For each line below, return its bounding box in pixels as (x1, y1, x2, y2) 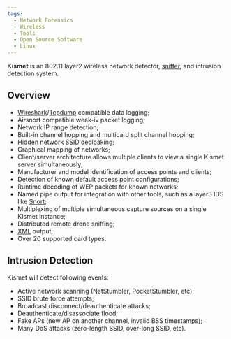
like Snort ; (17, 197, 47, 205)
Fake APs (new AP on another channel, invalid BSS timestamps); (17, 316, 203, 325)
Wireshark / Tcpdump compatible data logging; (17, 108, 150, 116)
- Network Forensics (13, 17, 73, 24)
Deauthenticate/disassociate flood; (17, 309, 119, 317)
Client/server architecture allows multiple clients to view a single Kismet (17, 152, 225, 161)
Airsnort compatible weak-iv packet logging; (17, 115, 145, 124)
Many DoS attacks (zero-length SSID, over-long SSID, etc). (17, 324, 186, 332)
